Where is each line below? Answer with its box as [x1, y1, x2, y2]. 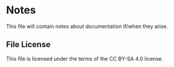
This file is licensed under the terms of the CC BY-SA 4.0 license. [6, 55, 163, 62]
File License [6, 40, 51, 50]
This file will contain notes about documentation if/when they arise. [6, 23, 168, 30]
